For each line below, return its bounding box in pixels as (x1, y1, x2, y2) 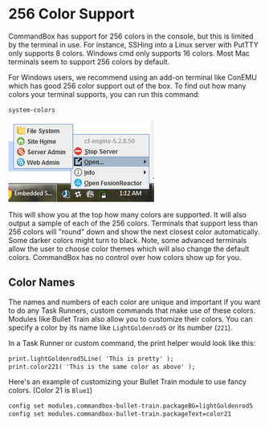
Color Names (8, 276, 75, 290)
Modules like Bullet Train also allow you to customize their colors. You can (8, 314, 253, 323)
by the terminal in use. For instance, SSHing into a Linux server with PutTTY (8, 39, 259, 49)
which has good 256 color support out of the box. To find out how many (8, 81, 247, 91)
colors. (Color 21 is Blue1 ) (8, 385, 93, 395)
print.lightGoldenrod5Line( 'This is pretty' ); (8, 355, 174, 363)
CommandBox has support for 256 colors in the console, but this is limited (8, 31, 254, 41)
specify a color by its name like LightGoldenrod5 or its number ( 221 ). (8, 323, 233, 332)
